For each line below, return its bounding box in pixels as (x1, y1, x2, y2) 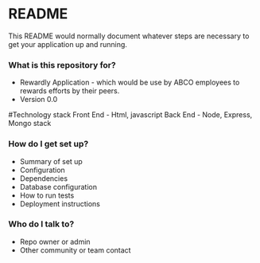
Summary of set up (19, 156, 83, 166)
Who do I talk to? (8, 218, 75, 230)
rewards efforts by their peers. (19, 86, 120, 96)
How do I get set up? (8, 139, 89, 150)
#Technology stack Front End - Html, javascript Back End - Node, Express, (8, 110, 253, 120)
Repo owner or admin (19, 237, 91, 246)
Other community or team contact (19, 245, 131, 255)
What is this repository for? (8, 59, 117, 70)
